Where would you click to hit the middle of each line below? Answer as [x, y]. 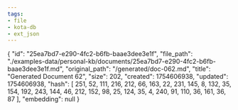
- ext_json [23, 34]
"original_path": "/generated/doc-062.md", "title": [138, 69]
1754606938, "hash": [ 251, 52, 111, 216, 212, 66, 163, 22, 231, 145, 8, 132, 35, [119, 84]
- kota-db [22, 27]
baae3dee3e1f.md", [36, 69]
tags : [15, 14]
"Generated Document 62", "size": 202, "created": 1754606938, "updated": [118, 77]
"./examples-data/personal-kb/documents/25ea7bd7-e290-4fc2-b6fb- [112, 62]
